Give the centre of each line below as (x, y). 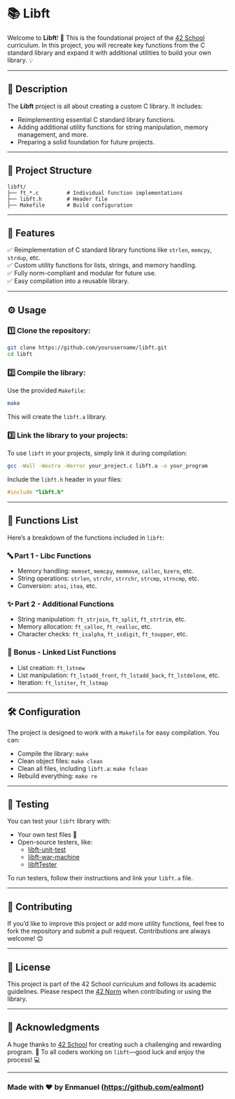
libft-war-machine (54, 857)
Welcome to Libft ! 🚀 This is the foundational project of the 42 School (106, 37)
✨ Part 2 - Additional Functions (60, 604)
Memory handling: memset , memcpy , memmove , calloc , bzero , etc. (106, 571)
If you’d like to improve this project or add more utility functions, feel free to (116, 924)
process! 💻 (24, 1060)
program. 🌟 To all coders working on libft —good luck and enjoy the (106, 1051)
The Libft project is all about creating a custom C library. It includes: (105, 106)
